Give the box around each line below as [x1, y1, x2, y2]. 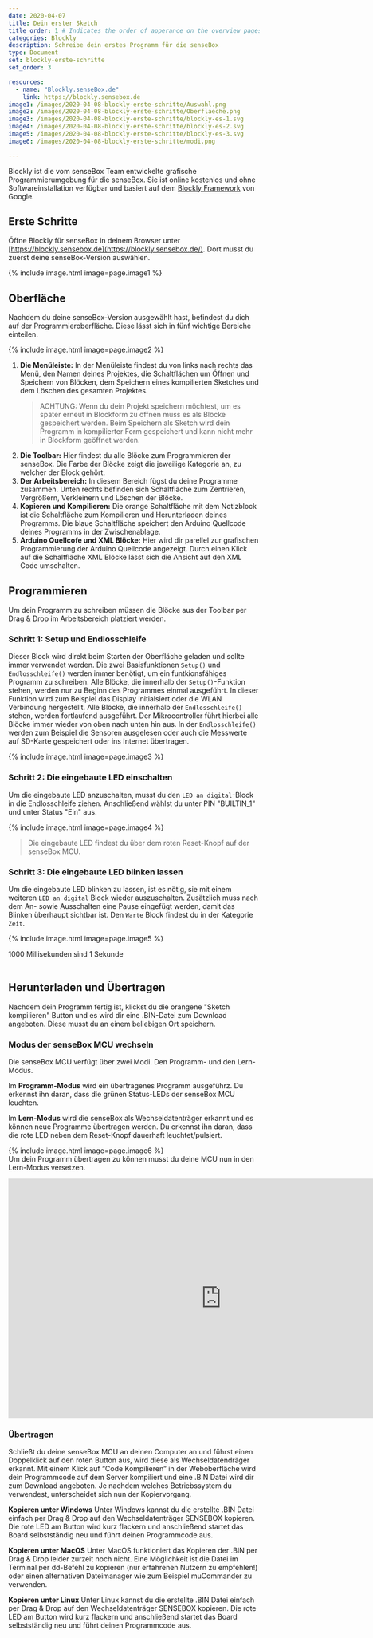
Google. [8, 191, 34, 201]
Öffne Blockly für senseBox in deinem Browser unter [8, 236, 181, 246]
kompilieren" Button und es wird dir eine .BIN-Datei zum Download [8, 1010, 227, 1020]
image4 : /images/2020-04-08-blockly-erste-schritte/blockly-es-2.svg [8, 123, 245, 131]
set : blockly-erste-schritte [8, 57, 105, 65]
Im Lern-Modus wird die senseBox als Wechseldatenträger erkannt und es [8, 1114, 253, 1123]
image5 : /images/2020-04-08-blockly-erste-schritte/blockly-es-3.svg [8, 130, 245, 138]
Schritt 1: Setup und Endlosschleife [8, 633, 147, 645]
